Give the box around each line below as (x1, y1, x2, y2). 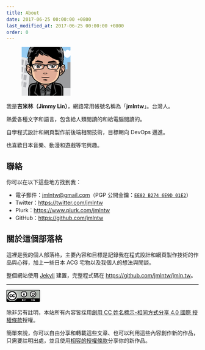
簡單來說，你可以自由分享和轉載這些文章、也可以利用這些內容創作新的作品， (6, 329, 199, 337)
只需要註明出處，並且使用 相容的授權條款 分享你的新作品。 (6, 337, 151, 344)
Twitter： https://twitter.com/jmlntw (15, 199, 104, 207)
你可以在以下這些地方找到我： (6, 179, 81, 186)
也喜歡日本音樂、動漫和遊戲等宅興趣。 (6, 141, 103, 149)
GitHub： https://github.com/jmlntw (15, 214, 104, 222)
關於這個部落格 (6, 234, 63, 244)
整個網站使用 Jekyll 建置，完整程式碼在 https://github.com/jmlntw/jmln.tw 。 (6, 271, 196, 279)
